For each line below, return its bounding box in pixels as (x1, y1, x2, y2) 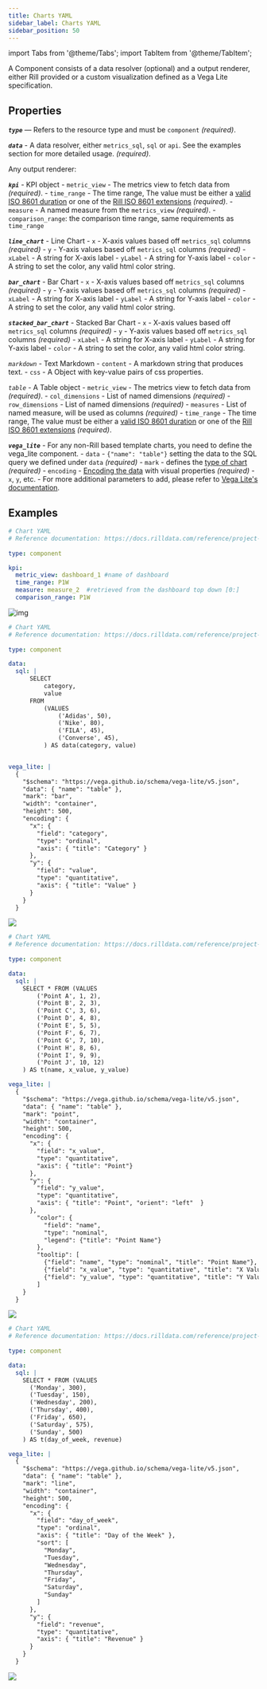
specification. (8, 81, 53, 90)
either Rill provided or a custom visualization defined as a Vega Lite (8, 73, 228, 82)
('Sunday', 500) (29, 1428, 83, 1436)
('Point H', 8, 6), (37, 1044, 102, 1052)
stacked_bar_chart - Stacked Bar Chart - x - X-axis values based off (8, 318, 231, 328)
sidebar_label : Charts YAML (8, 19, 102, 27)
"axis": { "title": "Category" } (37, 844, 148, 852)
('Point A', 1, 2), (37, 992, 102, 1000)
